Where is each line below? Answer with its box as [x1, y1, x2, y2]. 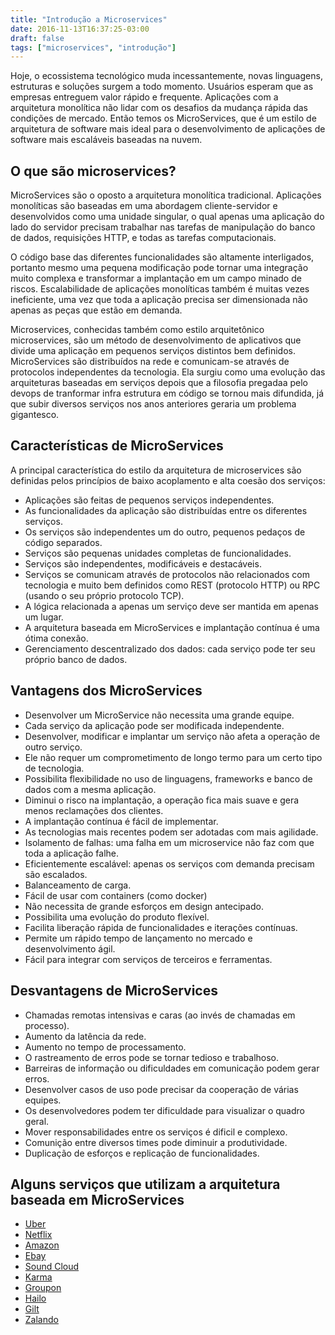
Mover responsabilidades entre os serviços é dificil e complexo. [24, 1126, 288, 1138]
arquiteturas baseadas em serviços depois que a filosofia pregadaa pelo [10, 377, 308, 389]
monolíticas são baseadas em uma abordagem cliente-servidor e [10, 200, 278, 212]
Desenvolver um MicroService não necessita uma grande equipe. [24, 709, 295, 721]
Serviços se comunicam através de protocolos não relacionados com [24, 568, 310, 580]
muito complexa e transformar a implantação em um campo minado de [10, 272, 302, 285]
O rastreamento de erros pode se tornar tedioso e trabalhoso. [24, 1051, 280, 1063]
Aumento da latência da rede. [24, 1030, 147, 1042]
